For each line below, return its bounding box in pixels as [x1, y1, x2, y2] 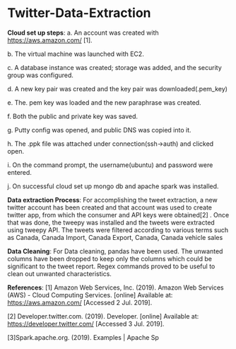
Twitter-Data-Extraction [7, 5, 151, 21]
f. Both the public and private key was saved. [7, 112, 138, 120]
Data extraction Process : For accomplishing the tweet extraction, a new [7, 195, 218, 204]
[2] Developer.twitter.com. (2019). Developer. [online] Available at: [7, 311, 199, 320]
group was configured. [7, 71, 74, 79]
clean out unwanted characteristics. [7, 269, 112, 278]
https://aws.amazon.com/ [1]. [7, 35, 93, 44]
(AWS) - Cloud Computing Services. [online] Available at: [7, 290, 173, 299]
